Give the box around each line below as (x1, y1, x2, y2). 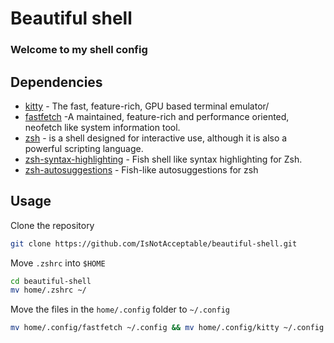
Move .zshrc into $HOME (10, 257, 106, 269)
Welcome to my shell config (10, 43, 148, 57)
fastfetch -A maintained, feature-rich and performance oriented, (24, 110, 290, 122)
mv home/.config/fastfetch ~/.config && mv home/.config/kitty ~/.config (10, 323, 325, 333)
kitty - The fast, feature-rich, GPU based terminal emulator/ (24, 100, 270, 112)
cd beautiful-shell (10, 276, 92, 286)
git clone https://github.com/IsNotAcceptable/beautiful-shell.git (10, 238, 298, 249)
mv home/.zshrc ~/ (10, 285, 87, 296)
